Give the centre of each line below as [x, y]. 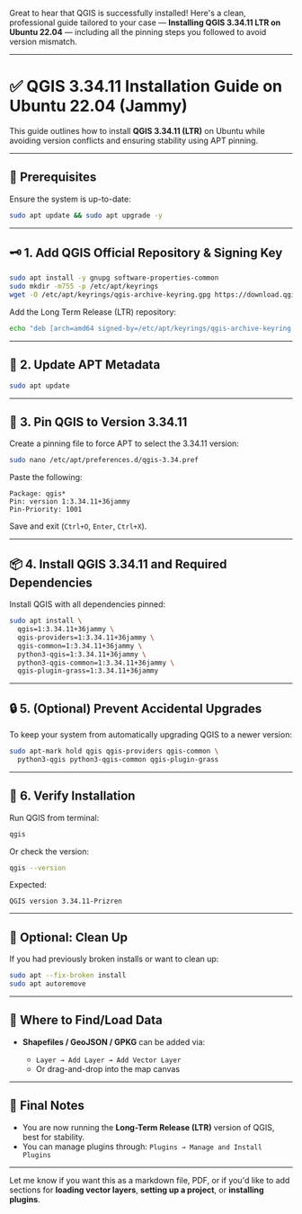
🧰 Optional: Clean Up [69, 937]
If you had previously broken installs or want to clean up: [114, 959]
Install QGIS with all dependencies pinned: [88, 604]
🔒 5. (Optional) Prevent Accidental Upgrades [136, 708]
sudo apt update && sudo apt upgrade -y [86, 215]
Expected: [28, 885]
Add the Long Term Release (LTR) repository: [93, 312]
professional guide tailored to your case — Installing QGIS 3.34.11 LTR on [145, 22]
